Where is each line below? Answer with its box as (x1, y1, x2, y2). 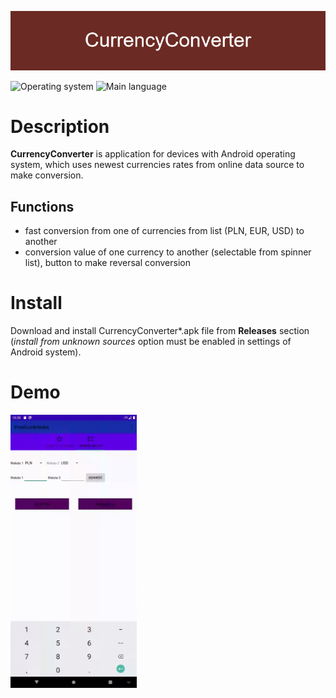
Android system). (10, 346, 82, 358)
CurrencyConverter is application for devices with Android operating (10, 148, 296, 160)
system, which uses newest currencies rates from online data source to (10, 159, 305, 171)
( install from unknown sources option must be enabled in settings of (10, 336, 292, 348)
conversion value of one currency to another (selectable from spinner (24, 246, 312, 258)
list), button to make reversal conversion (24, 257, 191, 269)
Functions (10, 198, 75, 215)
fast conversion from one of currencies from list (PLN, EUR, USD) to (24, 225, 305, 237)
